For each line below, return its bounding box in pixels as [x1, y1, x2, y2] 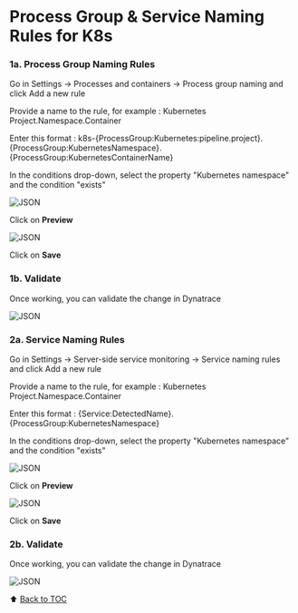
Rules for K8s [9, 25, 113, 46]
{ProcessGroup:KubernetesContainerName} [9, 152, 174, 163]
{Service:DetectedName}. [78, 408, 175, 419]
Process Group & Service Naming [9, 6, 265, 27]
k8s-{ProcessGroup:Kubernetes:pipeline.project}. [78, 133, 264, 144]
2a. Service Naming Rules [9, 333, 125, 345]
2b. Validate [9, 538, 63, 550]
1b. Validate [9, 272, 62, 285]
